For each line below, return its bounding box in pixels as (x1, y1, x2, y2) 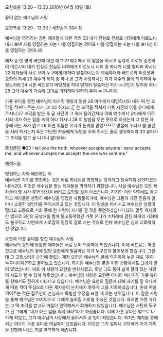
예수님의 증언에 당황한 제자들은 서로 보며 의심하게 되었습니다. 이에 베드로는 (5, 242, 147, 248)
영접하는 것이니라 (10, 48, 43, 53)
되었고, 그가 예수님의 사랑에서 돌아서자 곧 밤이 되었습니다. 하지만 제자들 (14, 315, 149, 320)
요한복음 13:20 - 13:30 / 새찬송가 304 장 (5, 25, 83, 31)
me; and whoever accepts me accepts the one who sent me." (5, 151, 128, 156)
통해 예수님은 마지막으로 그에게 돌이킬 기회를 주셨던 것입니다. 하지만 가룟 (10, 297, 148, 302)
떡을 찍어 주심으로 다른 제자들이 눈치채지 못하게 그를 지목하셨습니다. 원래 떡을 (10, 285, 157, 290)
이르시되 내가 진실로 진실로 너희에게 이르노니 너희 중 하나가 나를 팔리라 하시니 (10, 64, 157, 69)
